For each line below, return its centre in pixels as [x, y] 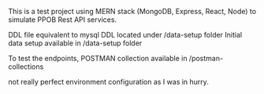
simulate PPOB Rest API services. [62, 20]
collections [26, 67]
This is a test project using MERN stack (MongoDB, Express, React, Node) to [132, 11]
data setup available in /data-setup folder [75, 43]
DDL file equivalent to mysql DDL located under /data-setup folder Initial [125, 35]
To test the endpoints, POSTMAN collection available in [98, 58]
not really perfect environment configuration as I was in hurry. [108, 82]
